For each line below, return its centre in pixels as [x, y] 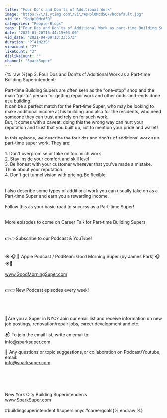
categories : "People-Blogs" [34, 24]
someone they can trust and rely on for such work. [57, 117]
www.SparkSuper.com [28, 400]
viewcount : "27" [22, 47]
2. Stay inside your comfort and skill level [47, 159]
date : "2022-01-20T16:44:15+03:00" [42, 33]
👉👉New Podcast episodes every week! [47, 290]
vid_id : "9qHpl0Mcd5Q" [29, 19]
